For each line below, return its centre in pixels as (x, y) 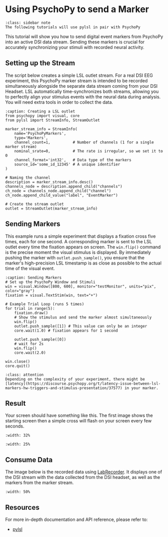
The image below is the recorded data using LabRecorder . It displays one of (84, 472)
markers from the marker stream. (39, 482)
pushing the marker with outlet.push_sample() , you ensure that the (75, 257)
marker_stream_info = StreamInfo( (41, 129)
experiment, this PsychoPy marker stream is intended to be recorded (76, 80)
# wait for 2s (29, 344)
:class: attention (24, 374)
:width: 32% (18, 436)
